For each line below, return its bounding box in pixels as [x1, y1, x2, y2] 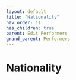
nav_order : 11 [6, 19, 42, 25]
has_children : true [6, 25, 55, 31]
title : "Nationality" [6, 14, 60, 20]
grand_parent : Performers [6, 36, 70, 42]
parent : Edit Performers [6, 31, 68, 36]
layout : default [6, 8, 46, 15]
